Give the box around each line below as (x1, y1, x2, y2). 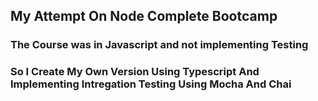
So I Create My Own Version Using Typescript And (10, 65, 260, 79)
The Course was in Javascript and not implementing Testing (10, 38, 309, 52)
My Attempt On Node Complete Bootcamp (10, 8, 278, 25)
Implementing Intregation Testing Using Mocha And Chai (10, 77, 292, 91)
